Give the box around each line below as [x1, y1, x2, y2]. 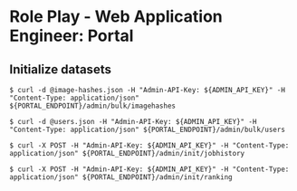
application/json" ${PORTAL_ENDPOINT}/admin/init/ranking [9, 173, 233, 182]
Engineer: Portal [9, 25, 134, 46]
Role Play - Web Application [9, 6, 224, 27]
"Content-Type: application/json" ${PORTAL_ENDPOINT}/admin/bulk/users [9, 125, 285, 134]
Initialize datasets [9, 62, 111, 77]
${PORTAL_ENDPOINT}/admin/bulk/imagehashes [9, 101, 177, 110]
